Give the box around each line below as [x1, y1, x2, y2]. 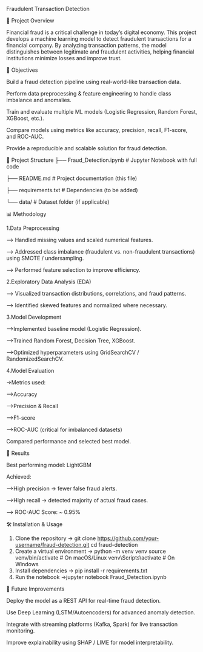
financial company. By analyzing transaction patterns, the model [6, 42, 167, 49]
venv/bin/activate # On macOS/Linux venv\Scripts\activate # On [15, 554, 175, 561]
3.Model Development [6, 313, 62, 321]
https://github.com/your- [97, 535, 159, 542]
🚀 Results [6, 449, 30, 457]
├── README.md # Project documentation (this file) [6, 175, 138, 182]
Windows [15, 561, 39, 567]
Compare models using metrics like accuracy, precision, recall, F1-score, [6, 127, 188, 133]
